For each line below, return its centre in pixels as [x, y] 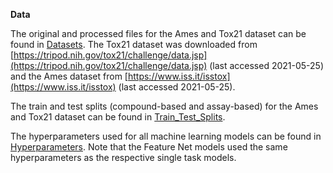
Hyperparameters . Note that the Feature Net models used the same [149, 147]
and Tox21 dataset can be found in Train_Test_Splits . [118, 117]
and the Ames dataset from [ [69, 76]
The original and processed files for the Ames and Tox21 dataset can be [158, 33]
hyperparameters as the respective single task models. [123, 157]
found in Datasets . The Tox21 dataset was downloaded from [134, 44]
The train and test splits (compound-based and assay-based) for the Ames [164, 106]
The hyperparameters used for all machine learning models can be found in [166, 136]
